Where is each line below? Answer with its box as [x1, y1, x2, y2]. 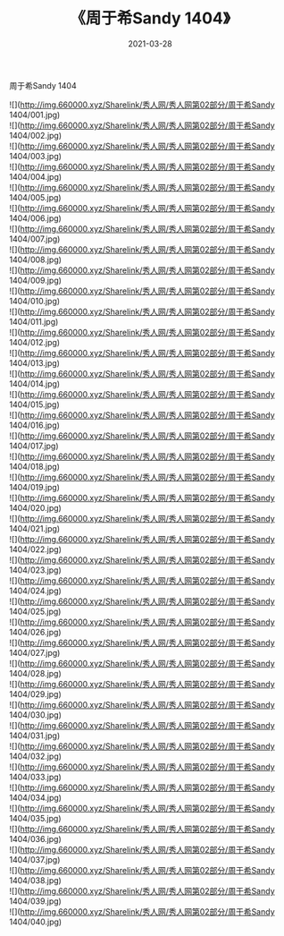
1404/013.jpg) [9, 357, 61, 368]
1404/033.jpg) [9, 771, 63, 782]
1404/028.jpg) [9, 668, 63, 678]
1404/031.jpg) [9, 730, 61, 741]
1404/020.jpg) [9, 502, 63, 513]
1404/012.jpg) [9, 336, 61, 347]
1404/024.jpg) [9, 585, 63, 596]
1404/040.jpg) [9, 916, 63, 927]
